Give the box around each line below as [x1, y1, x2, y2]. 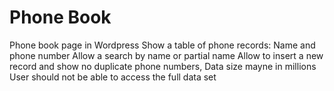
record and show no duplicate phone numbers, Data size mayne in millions [9, 60, 317, 72]
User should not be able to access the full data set [9, 71, 217, 83]
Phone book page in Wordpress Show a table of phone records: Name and [9, 39, 316, 51]
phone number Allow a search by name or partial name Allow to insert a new [9, 49, 324, 61]
